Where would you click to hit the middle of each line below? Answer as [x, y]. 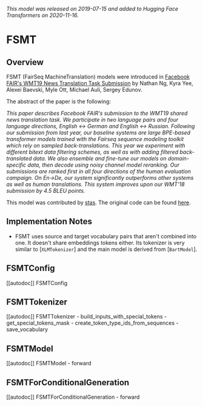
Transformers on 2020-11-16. [42, 15]
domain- [178, 158]
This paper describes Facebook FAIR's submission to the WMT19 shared [97, 113]
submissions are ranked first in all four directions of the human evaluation [99, 171]
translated [19, 158]
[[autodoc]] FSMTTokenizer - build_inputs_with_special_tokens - [87, 317]
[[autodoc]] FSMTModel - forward [49, 363]
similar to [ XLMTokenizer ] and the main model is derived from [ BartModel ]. [106, 249]
